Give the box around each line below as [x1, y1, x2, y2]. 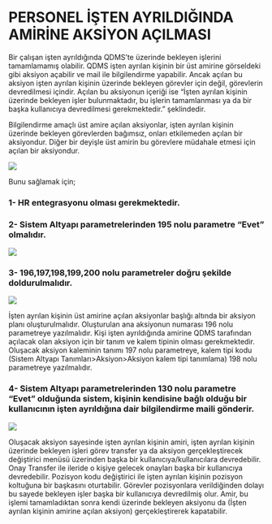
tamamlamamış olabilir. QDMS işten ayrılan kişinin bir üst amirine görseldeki [8, 61, 261, 71]
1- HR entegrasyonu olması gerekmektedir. [8, 197, 180, 208]
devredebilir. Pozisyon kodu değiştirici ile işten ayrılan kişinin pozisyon [8, 471, 244, 481]
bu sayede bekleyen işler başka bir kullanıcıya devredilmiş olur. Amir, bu [8, 488, 249, 499]
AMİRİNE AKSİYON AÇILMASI [8, 25, 211, 44]
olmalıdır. [8, 228, 46, 240]
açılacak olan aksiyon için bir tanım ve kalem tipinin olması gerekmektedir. [8, 337, 256, 347]
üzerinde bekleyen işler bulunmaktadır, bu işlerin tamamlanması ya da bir [8, 95, 252, 105]
